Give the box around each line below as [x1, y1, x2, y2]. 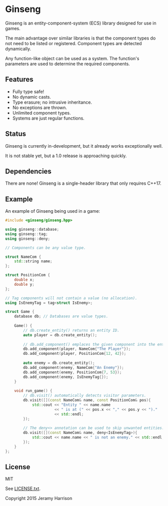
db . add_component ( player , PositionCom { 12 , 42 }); [23, 351, 126, 356]
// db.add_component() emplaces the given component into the [23, 342, 155, 347]
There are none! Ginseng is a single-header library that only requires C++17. [5, 180, 161, 186]
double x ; [14, 277, 35, 282]
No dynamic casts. [12, 94, 51, 100]
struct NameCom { [5, 254, 41, 259]
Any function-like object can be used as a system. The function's [5, 55, 139, 61]
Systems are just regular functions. [12, 115, 85, 121]
